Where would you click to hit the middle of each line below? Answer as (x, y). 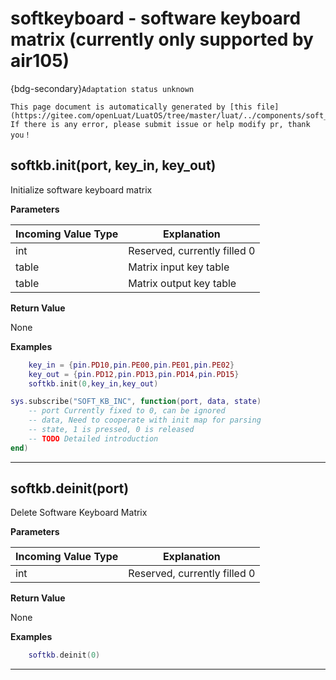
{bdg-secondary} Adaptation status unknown (102, 88)
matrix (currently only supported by (162, 39)
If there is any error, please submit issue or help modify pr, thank (160, 124)
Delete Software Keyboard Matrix (79, 513)
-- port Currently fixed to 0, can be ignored (127, 411)
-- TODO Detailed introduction (93, 438)
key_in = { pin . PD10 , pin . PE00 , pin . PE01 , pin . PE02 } (131, 365)
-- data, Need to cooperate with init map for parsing (145, 420)
